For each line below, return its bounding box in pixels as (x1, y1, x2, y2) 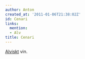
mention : (9, 26, 28, 31)
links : (5, 21, 19, 26)
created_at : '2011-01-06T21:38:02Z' (5, 12, 81, 17)
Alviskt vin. (5, 48, 28, 55)
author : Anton (5, 7, 35, 12)
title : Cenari (5, 35, 35, 40)
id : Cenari (5, 16, 28, 21)
